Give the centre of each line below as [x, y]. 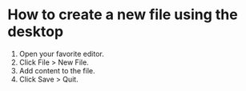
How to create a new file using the [123, 15]
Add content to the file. [57, 70]
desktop [36, 32]
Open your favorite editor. [62, 53]
